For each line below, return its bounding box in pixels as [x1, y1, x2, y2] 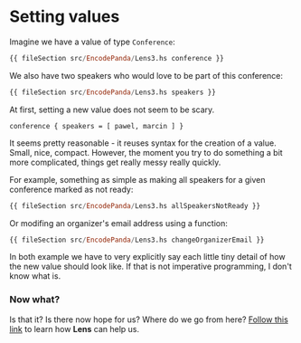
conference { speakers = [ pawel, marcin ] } [9, 121, 183, 130]
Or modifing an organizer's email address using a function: [9, 217, 228, 228]
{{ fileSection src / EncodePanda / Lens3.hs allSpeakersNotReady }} [9, 201, 260, 210]
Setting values [9, 6, 120, 27]
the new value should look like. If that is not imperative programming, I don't [9, 261, 292, 272]
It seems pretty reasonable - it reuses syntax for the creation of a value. [9, 138, 277, 148]
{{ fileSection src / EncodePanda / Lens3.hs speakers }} [9, 88, 217, 97]
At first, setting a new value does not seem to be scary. [9, 104, 215, 115]
